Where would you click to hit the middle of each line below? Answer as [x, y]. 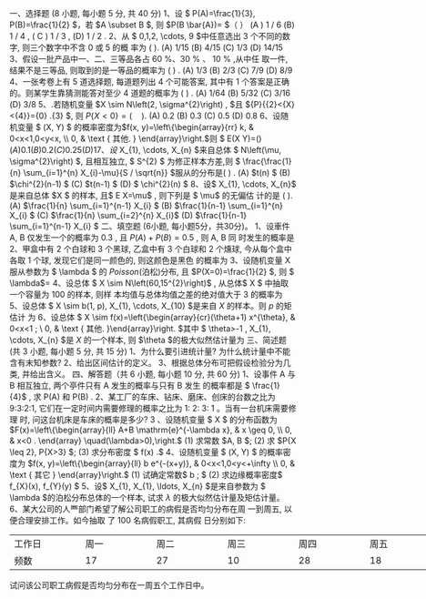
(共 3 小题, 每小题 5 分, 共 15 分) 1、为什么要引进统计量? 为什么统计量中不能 [150, 351]
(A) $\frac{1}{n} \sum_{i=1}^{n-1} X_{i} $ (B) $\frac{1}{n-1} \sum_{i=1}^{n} [147, 206]
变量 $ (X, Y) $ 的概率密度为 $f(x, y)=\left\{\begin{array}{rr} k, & [136, 127]
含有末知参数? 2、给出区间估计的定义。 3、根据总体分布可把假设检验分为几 [150, 363]
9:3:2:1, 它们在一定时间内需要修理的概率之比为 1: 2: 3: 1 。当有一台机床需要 [149, 408]
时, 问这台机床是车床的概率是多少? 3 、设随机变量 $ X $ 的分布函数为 [148, 420]
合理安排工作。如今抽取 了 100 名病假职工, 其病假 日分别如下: [132, 520]
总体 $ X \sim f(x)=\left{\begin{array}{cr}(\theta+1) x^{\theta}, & [177, 317]
